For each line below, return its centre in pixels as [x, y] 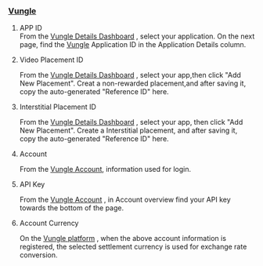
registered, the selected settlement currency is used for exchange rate [133, 247]
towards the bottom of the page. [72, 208]
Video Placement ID [51, 60]
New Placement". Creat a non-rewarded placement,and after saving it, [133, 83]
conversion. [38, 255]
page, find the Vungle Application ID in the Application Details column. [133, 45]
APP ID [31, 28]
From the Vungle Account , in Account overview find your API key [125, 200]
